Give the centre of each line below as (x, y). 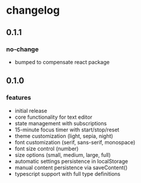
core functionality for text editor (54, 117)
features (19, 97)
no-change (23, 49)
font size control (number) (47, 149)
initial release (31, 111)
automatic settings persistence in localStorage (71, 161)
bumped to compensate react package (62, 62)
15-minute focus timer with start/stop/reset (67, 130)
